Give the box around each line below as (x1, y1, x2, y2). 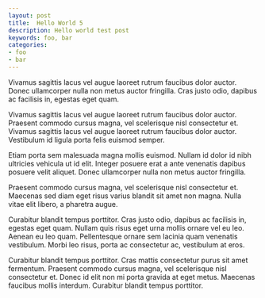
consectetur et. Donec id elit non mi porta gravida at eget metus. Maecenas (8, 272, 255, 281)
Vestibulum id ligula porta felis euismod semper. (8, 135, 165, 144)
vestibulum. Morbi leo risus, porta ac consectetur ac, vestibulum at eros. (8, 239, 245, 250)
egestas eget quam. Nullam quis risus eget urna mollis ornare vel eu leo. (8, 223, 244, 232)
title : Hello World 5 (8, 19, 83, 27)
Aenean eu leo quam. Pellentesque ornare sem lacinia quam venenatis (8, 231, 238, 241)
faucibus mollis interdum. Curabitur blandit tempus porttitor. (8, 281, 204, 290)
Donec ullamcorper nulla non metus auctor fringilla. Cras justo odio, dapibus (8, 86, 258, 95)
